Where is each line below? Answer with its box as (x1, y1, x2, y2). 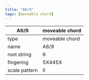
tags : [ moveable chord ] (5, 12, 54, 16)
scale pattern (7, 66, 38, 73)
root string (7, 51, 32, 58)
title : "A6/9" (5, 7, 34, 12)
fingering (7, 59, 28, 65)
